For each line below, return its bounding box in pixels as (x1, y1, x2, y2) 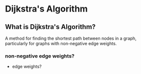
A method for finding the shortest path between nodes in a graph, (5, 35, 137, 41)
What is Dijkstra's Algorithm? (5, 23, 96, 31)
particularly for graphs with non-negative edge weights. (5, 41, 117, 46)
